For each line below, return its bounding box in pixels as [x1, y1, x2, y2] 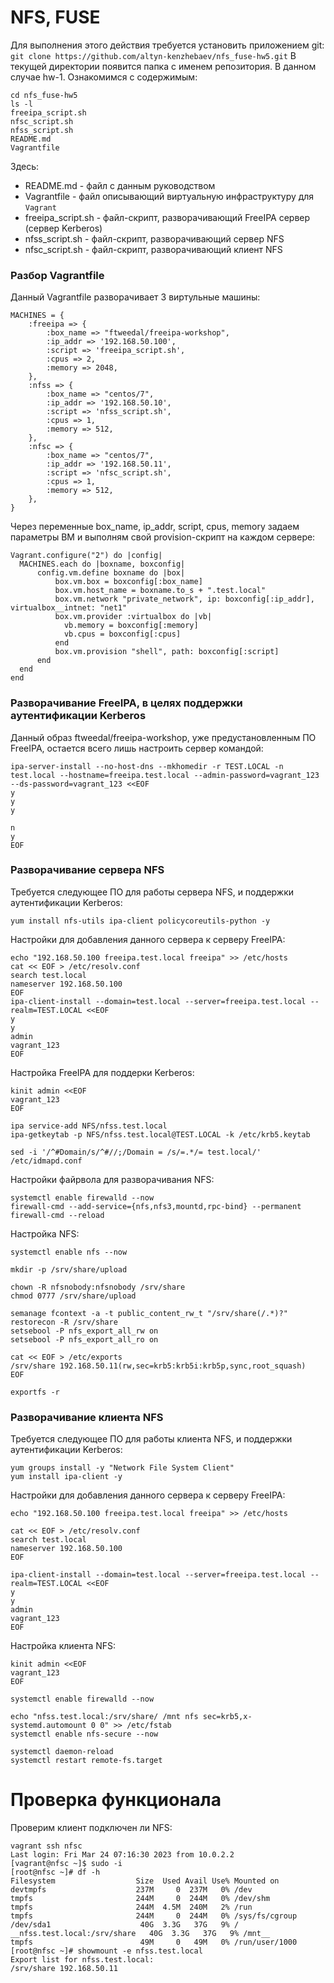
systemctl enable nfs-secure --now [10, 1729, 159, 1740]
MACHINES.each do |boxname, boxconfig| [19, 559, 186, 570]
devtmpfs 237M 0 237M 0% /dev [10, 1885, 253, 1895]
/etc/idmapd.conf [10, 1156, 83, 1166]
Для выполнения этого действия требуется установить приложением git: [10, 39, 325, 51]
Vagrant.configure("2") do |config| [10, 551, 163, 561]
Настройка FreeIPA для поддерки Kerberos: [10, 1066, 195, 1078]
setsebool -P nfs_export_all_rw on [10, 1326, 159, 1336]
